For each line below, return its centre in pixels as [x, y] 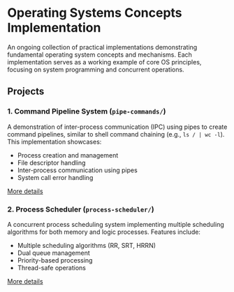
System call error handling [55, 177]
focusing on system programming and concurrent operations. [96, 69]
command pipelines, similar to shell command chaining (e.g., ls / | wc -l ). [116, 134]
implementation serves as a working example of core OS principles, [104, 62]
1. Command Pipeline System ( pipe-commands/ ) [87, 111]
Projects [26, 91]
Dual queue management [54, 253]
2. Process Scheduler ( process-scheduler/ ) [81, 209]
